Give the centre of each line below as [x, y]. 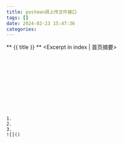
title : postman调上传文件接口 [42, 12]
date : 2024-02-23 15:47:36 [41, 23]
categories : [21, 29]
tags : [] [17, 18]
